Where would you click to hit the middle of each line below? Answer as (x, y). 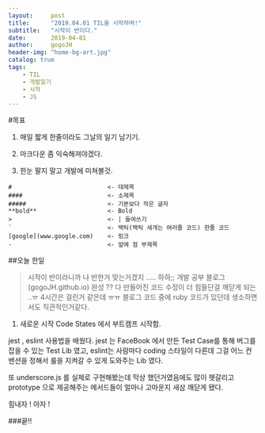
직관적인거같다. (66, 307)
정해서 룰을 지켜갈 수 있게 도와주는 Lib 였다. (96, 361)
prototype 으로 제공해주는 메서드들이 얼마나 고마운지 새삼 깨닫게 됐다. (116, 387)
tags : (17, 67)
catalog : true (32, 60)
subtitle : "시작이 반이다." (53, 30)
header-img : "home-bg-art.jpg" (60, 52)
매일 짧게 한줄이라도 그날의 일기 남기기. (80, 137)
